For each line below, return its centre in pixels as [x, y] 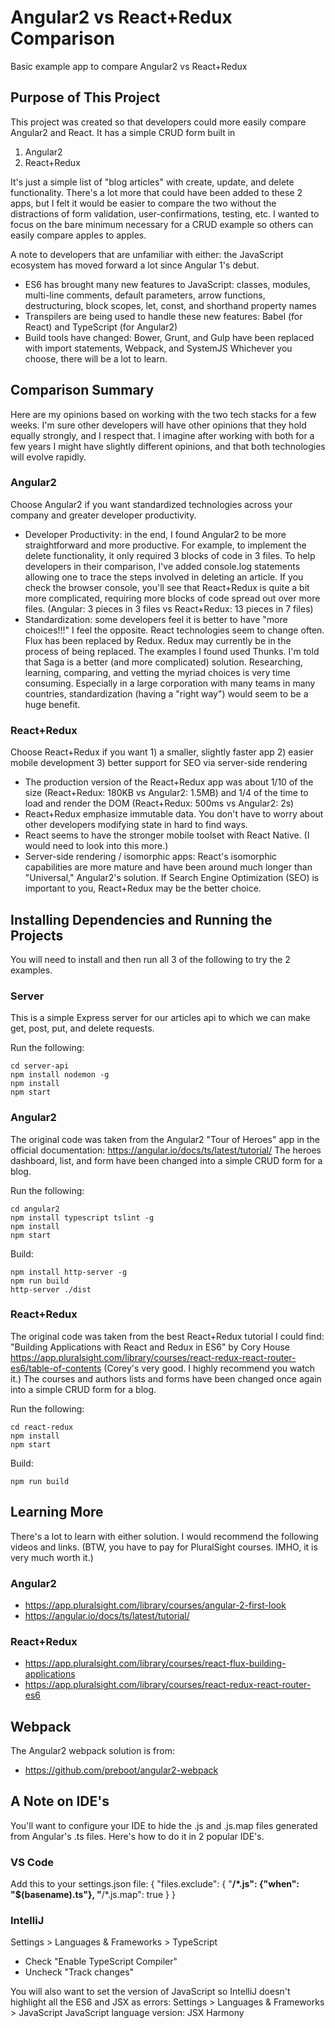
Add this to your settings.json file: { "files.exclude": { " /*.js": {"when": [155, 1884]
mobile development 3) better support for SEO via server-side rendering [159, 763]
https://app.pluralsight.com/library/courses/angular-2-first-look [155, 1605]
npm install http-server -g [69, 1272]
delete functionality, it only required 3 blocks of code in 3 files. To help [170, 555]
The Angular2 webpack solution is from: [92, 1751]
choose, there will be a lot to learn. [96, 358]
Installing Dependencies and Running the [141, 919]
